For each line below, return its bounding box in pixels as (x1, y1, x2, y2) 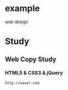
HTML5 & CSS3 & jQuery (5, 70, 63, 76)
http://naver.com (5, 80, 40, 85)
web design (5, 19, 28, 25)
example (5, 3, 40, 14)
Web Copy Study (5, 55, 57, 63)
